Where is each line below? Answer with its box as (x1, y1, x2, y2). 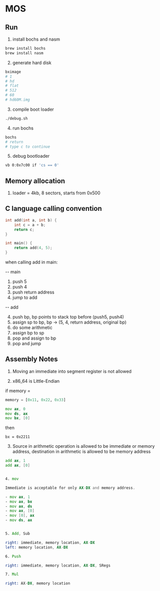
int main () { (5, 241, 32, 246)
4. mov (5, 476, 19, 481)
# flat (5, 83, 19, 88)
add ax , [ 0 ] (5, 463, 30, 468)
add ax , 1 (5, 458, 26, 463)
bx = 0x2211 (5, 434, 30, 440)
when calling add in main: (5, 259, 58, 265)
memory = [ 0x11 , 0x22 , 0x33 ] (5, 397, 66, 402)
